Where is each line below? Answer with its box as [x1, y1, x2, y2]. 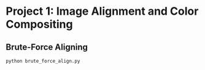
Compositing [6, 17, 73, 31]
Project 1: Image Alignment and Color [6, 4, 199, 18]
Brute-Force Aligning [6, 42, 88, 52]
